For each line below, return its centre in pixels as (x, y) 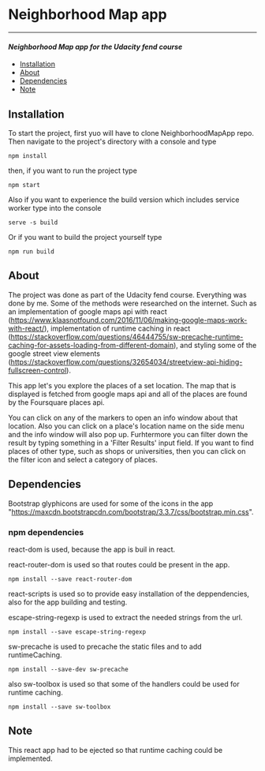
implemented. (30, 758)
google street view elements (54, 354)
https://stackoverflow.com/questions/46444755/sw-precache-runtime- (127, 336)
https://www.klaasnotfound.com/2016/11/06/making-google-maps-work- (129, 320)
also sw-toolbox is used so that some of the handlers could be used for (124, 683)
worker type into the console (55, 208)
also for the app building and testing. (68, 602)
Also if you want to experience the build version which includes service (124, 200)
